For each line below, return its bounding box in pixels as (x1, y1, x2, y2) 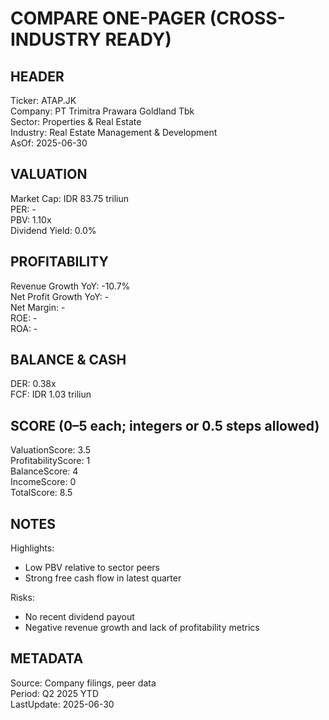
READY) (104, 28, 172, 51)
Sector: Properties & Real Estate (10, 116, 142, 127)
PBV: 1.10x (10, 213, 52, 226)
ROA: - (10, 322, 38, 334)
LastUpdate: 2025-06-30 (10, 698, 115, 710)
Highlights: (10, 542, 55, 554)
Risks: (10, 592, 35, 604)
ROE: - (10, 312, 38, 324)
